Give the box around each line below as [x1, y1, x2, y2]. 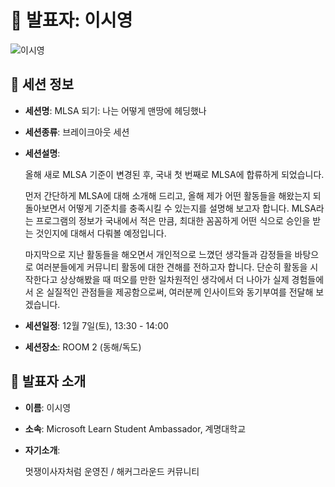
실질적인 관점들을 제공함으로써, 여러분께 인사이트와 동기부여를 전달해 [46, 286, 314, 298]
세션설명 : [24, 147, 61, 159]
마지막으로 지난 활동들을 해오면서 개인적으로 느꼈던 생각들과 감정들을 [24, 248, 293, 260]
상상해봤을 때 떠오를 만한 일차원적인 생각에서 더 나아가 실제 [59, 273, 290, 285]
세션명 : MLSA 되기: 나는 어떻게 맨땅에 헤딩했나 [24, 104, 207, 116]
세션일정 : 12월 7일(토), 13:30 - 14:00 [24, 319, 169, 331]
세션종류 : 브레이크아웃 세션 [24, 126, 130, 138]
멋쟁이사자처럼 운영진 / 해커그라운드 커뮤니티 [24, 465, 200, 477]
